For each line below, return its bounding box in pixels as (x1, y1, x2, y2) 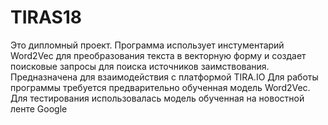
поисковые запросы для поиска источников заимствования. (10, 60, 270, 72)
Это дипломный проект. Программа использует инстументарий (10, 39, 285, 51)
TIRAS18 (10, 6, 83, 29)
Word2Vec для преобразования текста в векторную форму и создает (10, 49, 307, 61)
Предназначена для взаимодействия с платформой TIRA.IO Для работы (10, 71, 319, 83)
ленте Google (10, 102, 68, 115)
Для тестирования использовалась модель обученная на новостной (10, 92, 305, 104)
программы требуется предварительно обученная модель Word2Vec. (10, 81, 311, 93)
